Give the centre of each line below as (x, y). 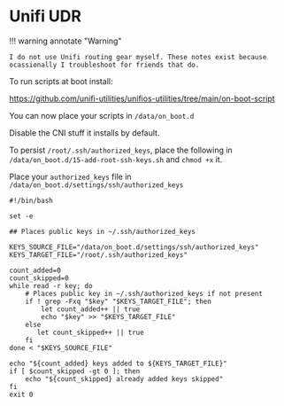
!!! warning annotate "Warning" (65, 41)
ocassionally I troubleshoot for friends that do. (104, 65)
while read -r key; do (51, 285)
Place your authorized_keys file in (70, 176)
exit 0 (21, 394)
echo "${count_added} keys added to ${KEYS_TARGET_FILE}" (118, 363)
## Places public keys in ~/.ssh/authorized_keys (103, 231)
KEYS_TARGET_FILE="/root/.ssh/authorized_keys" (99, 254)
